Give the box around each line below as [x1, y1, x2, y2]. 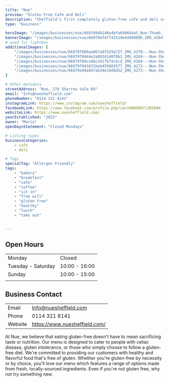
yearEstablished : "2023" [5, 115, 57, 120]
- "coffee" [14, 185, 37, 190]
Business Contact [5, 290, 62, 298]
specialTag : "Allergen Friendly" [5, 161, 75, 167]
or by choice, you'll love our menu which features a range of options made [5, 360, 159, 366]
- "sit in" [14, 189, 37, 194]
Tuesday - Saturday [8, 263, 55, 270]
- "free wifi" [14, 194, 44, 199]
